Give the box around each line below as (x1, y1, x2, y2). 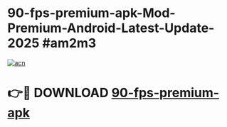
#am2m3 (42, 35, 97, 51)
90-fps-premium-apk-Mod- (7, 5, 176, 21)
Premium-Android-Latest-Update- (7, 20, 215, 36)
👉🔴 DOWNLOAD (7, 85, 109, 101)
